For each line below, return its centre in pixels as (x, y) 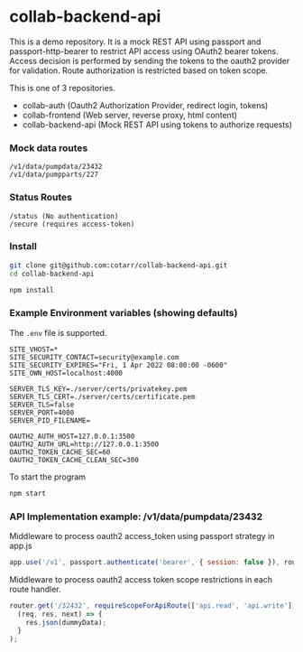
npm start (28, 493)
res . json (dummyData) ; (66, 622)
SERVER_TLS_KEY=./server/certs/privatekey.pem (98, 389)
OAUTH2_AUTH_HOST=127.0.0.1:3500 (72, 436)
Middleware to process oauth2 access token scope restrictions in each (141, 579)
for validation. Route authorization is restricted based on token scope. (139, 70)
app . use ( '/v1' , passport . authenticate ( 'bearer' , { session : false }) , (145, 562)
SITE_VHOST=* (34, 349)
